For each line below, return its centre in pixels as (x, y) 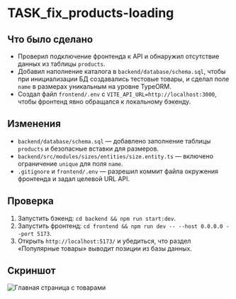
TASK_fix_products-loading (91, 13)
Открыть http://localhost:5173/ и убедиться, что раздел (104, 241)
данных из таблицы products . (61, 64)
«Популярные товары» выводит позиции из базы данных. (105, 248)
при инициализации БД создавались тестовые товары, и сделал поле (123, 79)
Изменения (34, 124)
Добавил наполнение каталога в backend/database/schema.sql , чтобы (122, 71)
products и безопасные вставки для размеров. (88, 148)
